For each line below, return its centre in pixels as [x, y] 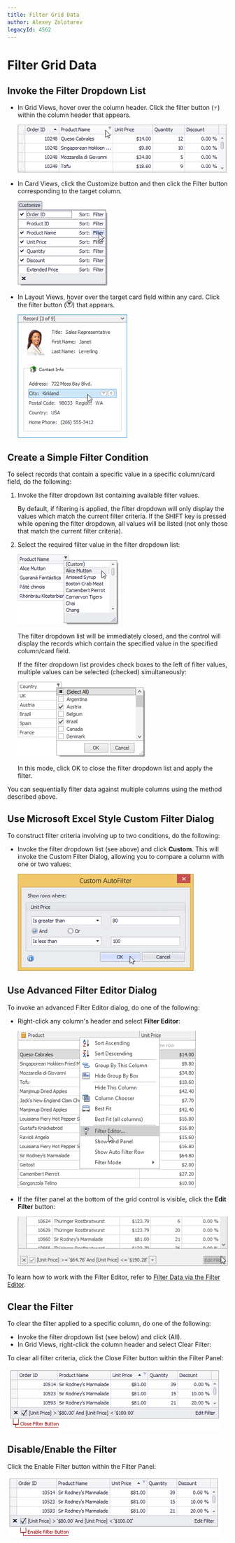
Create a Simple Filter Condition [78, 458]
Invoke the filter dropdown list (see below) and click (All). [99, 1337]
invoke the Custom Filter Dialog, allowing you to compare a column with [121, 857]
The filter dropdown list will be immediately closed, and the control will [119, 636]
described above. [33, 797]
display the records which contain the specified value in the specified [117, 643]
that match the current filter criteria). [70, 531]
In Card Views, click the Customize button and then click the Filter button [122, 184]
